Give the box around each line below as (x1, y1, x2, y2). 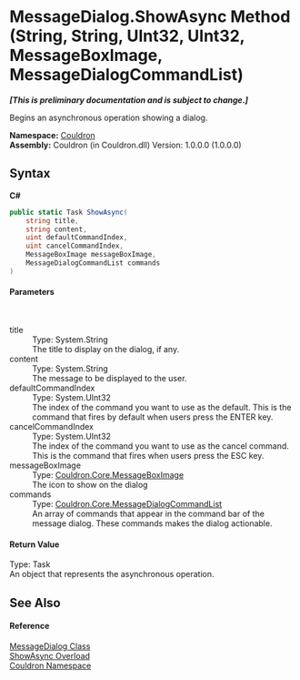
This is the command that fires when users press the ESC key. (32, 450, 265, 461)
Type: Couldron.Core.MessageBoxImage (32, 469, 185, 480)
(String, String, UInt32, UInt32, (9, 25, 245, 46)
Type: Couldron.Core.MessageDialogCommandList (32, 498, 223, 509)
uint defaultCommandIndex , (25, 233, 128, 242)
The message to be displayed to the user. (32, 372, 187, 383)
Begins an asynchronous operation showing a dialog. (9, 112, 208, 123)
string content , (25, 225, 88, 234)
